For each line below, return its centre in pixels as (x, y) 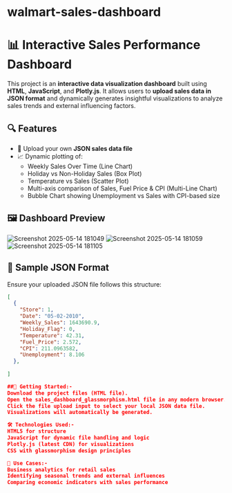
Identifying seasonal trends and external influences (86, 476)
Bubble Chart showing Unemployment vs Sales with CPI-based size (124, 195)
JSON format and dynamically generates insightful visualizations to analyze (115, 98)
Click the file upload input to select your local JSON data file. (106, 406)
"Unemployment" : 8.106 (52, 355)
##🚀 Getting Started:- (40, 386)
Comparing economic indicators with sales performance (88, 483)
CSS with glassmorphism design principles (69, 451)
